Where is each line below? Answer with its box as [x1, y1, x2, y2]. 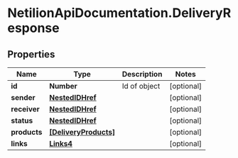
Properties [7, 48, 55, 60]
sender [11, 93, 36, 102]
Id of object [121, 81, 161, 91]
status [11, 115, 33, 125]
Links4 [49, 139, 73, 148]
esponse [7, 20, 60, 36]
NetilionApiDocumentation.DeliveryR [7, 5, 232, 21]
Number [49, 81, 78, 91]
